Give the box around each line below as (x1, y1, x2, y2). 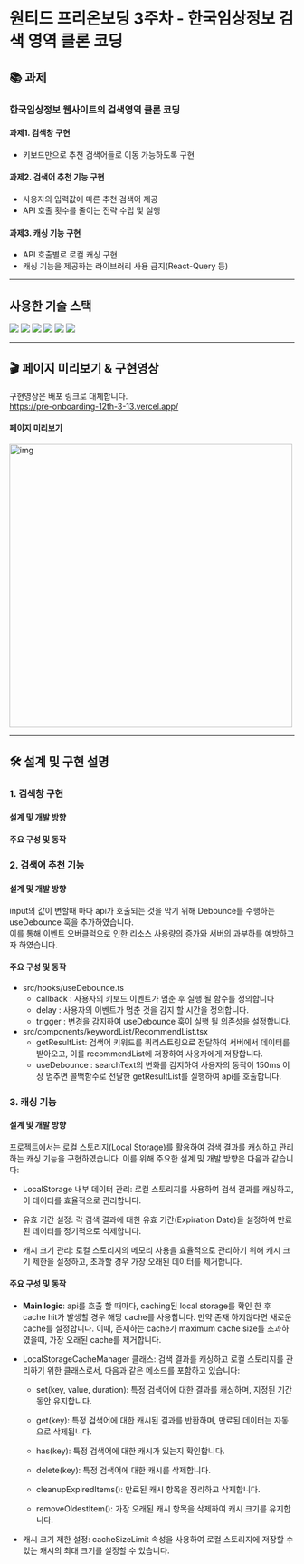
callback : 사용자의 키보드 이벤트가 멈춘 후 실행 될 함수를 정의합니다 (35, 993, 275, 1004)
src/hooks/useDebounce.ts (22, 982, 125, 993)
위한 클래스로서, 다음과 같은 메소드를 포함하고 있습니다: (46, 1365, 241, 1376)
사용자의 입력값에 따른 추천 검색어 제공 (22, 193, 158, 204)
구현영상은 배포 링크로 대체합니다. (9, 391, 128, 402)
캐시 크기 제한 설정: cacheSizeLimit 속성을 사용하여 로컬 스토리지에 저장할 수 (22, 1534, 294, 1545)
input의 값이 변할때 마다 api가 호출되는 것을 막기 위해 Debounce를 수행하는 (9, 905, 276, 916)
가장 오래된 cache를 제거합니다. (49, 1335, 162, 1345)
